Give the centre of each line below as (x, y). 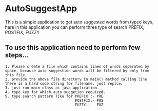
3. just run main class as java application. (52, 88)
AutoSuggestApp (41, 9)
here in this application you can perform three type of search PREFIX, (75, 27)
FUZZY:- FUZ (89, 105)
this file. (16, 75)
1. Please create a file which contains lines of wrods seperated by (77, 66)
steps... (17, 55)
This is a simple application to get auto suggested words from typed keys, (79, 22)
